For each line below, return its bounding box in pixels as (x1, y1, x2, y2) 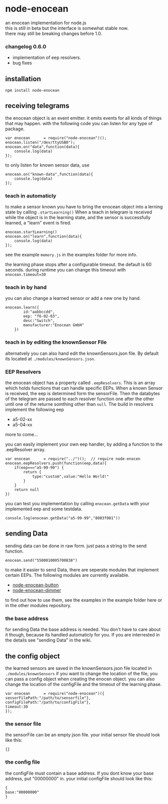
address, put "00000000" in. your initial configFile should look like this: (5, 775, 153, 781)
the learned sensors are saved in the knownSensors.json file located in (5, 665, 152, 671)
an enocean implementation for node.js (5, 20, 87, 26)
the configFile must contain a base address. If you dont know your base (5, 770, 154, 776)
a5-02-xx (12, 416, 33, 422)
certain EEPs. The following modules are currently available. (5, 572, 130, 578)
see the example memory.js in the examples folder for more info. (5, 252, 137, 258)
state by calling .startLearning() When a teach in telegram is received (5, 209, 152, 215)
